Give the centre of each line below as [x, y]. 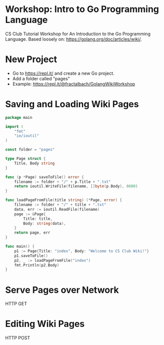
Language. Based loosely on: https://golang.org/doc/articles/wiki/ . [73, 39]
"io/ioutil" [27, 136]
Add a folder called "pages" [41, 78]
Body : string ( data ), [45, 223]
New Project [31, 59]
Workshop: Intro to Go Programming [82, 9]
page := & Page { [30, 214]
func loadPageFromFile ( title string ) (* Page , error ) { [64, 200]
